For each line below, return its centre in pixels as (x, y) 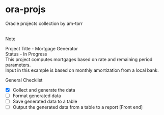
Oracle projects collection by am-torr (44, 23)
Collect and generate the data (44, 90)
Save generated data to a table (45, 102)
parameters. (18, 65)
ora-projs (25, 9)
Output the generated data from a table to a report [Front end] (78, 107)
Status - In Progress (26, 54)
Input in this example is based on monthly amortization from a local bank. (82, 70)
